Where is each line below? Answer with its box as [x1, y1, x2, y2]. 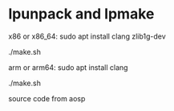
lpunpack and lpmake [8, 5, 155, 23]
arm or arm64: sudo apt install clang [8, 62, 128, 72]
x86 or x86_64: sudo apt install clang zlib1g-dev [8, 31, 166, 41]
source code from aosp [8, 93, 86, 103]
